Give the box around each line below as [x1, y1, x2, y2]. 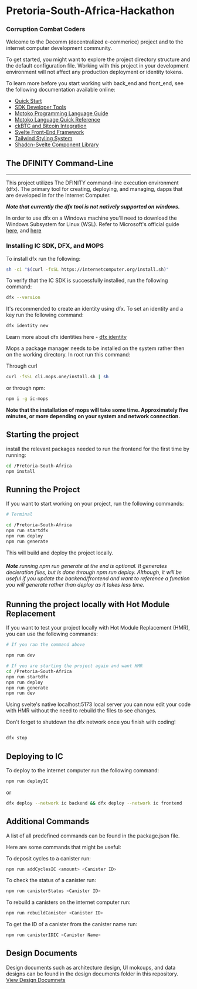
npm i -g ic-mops [6, 396, 49, 402]
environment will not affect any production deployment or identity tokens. [6, 69, 184, 76]
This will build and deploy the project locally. [6, 549, 113, 556]
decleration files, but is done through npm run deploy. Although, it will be [6, 568, 182, 576]
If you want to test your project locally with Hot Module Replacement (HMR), [6, 624, 191, 631]
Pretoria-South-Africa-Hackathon [6, 4, 175, 18]
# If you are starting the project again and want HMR [6, 663, 143, 669]
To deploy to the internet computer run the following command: [6, 767, 159, 774]
